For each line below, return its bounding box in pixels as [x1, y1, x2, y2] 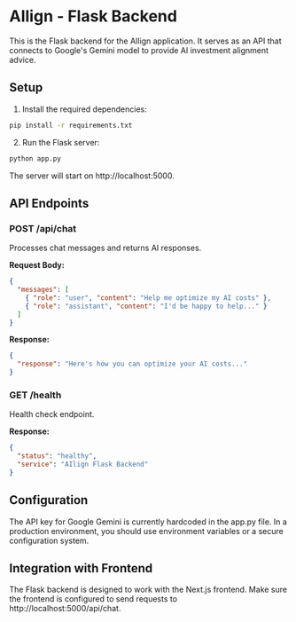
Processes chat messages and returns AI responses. [9, 242, 202, 254]
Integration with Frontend [9, 561, 153, 576]
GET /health [9, 389, 62, 401]
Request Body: [9, 260, 65, 271]
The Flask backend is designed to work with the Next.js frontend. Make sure [9, 584, 288, 595]
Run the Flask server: [21, 137, 100, 147]
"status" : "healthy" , [17, 452, 97, 461]
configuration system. [9, 535, 90, 546]
